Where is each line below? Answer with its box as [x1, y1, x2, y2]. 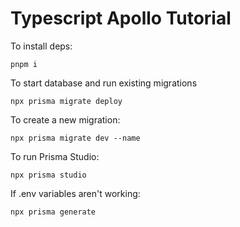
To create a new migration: [10, 113, 121, 126]
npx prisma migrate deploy [10, 96, 123, 106]
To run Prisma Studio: [10, 150, 100, 162]
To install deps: [10, 40, 73, 52]
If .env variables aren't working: [10, 187, 141, 199]
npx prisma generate [10, 207, 97, 217]
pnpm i [10, 59, 38, 69]
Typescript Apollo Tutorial [10, 7, 232, 30]
